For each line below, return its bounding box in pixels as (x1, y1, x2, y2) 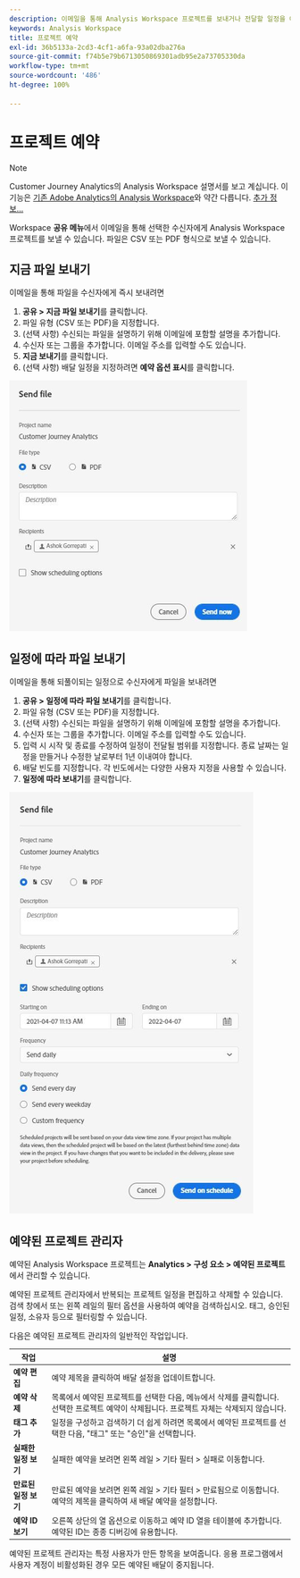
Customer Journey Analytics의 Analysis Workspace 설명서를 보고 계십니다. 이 (9, 180, 288, 191)
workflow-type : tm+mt (9, 62, 90, 71)
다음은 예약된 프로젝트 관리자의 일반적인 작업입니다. (9, 1330, 188, 1340)
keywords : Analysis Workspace (9, 23, 122, 33)
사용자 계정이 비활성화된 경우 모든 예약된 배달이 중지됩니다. (9, 1559, 214, 1570)
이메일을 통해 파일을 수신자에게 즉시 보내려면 (9, 287, 165, 298)
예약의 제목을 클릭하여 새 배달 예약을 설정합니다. (51, 1495, 218, 1506)
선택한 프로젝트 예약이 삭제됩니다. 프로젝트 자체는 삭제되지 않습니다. (51, 1403, 287, 1414)
